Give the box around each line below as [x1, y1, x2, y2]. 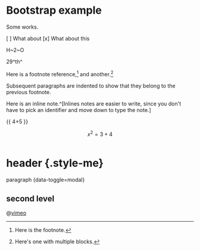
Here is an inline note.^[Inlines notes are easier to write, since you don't [6, 100, 182, 107]
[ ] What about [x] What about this [6, 35, 90, 42]
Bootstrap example [6, 4, 102, 17]
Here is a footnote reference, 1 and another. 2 [6, 69, 114, 78]
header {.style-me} [6, 156, 104, 170]
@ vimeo [6, 209, 27, 216]
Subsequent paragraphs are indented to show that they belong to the [6, 82, 176, 89]
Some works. [6, 23, 39, 30]
